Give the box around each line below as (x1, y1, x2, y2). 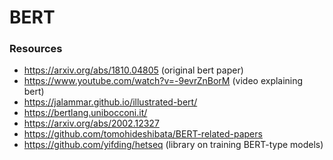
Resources (9, 42, 63, 56)
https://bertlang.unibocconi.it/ (23, 107, 148, 119)
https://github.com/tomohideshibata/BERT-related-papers (23, 128, 263, 140)
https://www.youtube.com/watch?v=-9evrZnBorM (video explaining (23, 75, 304, 87)
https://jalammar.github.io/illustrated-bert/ (23, 96, 198, 108)
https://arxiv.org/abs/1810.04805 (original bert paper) (23, 64, 244, 76)
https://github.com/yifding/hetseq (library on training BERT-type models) (23, 139, 324, 151)
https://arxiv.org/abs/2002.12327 (23, 117, 160, 130)
